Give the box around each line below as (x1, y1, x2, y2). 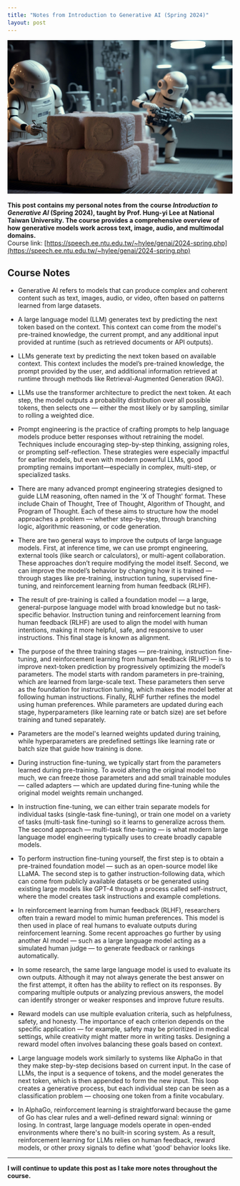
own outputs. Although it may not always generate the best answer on (17, 973, 224, 981)
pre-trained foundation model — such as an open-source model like (17, 861, 218, 870)
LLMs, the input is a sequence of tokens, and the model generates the (17, 1068, 224, 1077)
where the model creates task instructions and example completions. (17, 892, 221, 900)
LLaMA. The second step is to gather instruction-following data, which (17, 869, 225, 878)
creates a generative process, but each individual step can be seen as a (17, 1084, 230, 1092)
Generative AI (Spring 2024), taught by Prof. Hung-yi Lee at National (7, 208, 215, 217)
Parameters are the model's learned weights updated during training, (17, 729, 221, 738)
